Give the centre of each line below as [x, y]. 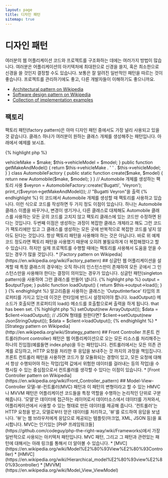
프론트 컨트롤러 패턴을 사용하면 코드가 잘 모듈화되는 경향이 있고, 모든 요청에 [79, 357]
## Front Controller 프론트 [128, 332]
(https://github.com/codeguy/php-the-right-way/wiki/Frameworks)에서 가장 [83, 431]
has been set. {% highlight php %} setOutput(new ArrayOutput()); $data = [82, 309]
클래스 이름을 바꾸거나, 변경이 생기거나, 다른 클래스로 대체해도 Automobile [78, 210]
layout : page [19, 10]
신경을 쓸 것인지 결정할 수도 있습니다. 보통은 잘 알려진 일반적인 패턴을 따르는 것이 [84, 73]
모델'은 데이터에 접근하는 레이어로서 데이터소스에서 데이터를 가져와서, [93, 399]
